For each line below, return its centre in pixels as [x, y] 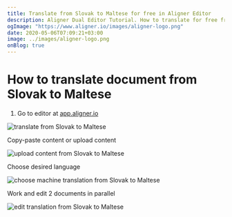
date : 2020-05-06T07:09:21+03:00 [55, 33]
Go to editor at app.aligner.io [58, 113]
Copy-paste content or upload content [62, 140]
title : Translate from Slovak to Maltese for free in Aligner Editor [109, 13]
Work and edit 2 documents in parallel [61, 193]
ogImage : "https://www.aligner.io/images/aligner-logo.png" [96, 26]
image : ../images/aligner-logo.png [58, 39]
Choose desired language [44, 167]
